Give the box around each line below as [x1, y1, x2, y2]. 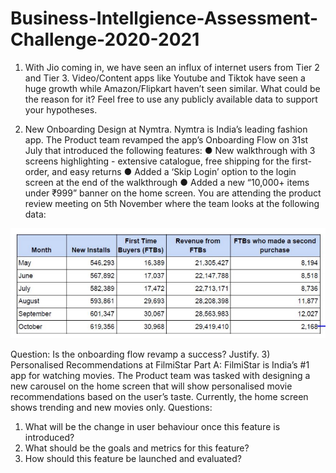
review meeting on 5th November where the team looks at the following [24, 197, 320, 209]
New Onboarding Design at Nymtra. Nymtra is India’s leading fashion [24, 123, 308, 135]
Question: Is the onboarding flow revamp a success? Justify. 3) [10, 348, 271, 360]
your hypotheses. [24, 103, 98, 116]
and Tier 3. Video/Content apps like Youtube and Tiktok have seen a [24, 72, 306, 84]
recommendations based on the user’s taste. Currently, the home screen [10, 390, 309, 402]
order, [24, 165, 50, 177]
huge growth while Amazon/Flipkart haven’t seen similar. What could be [24, 82, 321, 94]
